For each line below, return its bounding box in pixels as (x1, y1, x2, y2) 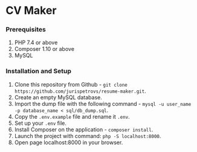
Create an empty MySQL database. (14, 93, 102, 101)
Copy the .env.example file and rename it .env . (14, 113, 131, 120)
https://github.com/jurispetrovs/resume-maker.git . (14, 87, 146, 94)
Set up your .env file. (14, 119, 67, 127)
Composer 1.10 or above (14, 45, 75, 53)
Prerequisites (5, 25, 46, 34)
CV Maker (5, 4, 57, 18)
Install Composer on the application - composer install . (14, 125, 153, 133)
